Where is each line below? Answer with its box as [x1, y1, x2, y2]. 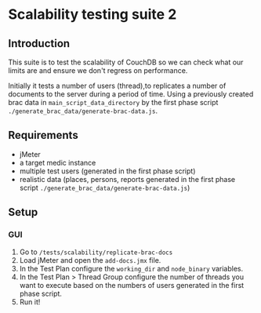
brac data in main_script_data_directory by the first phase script [8, 98, 219, 107]
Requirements [8, 129, 78, 142]
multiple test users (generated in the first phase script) [19, 166, 196, 176]
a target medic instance [19, 158, 96, 167]
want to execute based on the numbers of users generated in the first [19, 280, 245, 289]
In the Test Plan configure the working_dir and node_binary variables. [19, 264, 244, 273]
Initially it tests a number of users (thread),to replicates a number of [8, 81, 227, 90]
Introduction [8, 37, 71, 50]
